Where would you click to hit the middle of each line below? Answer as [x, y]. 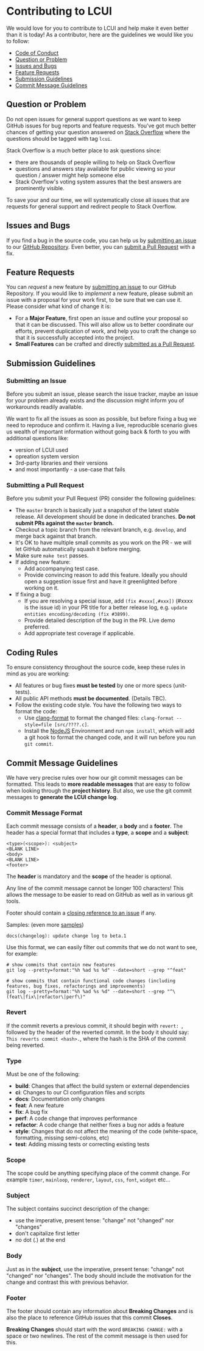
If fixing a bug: [33, 594]
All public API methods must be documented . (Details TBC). [91, 699]
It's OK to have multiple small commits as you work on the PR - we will [103, 543]
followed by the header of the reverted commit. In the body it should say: [98, 1032]
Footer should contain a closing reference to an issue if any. [81, 913]
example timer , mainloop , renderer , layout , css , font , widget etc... [88, 1180]
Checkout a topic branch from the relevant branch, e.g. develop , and [101, 530]
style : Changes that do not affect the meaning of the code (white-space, [106, 1131]
